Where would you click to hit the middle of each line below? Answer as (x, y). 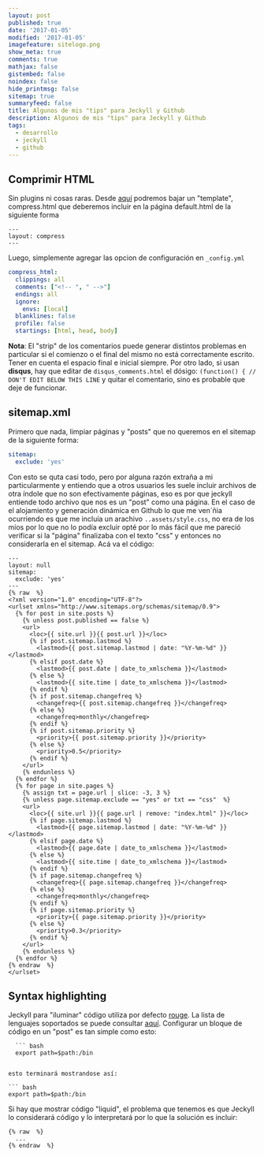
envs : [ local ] (45, 309)
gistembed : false (37, 74)
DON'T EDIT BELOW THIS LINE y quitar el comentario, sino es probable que (127, 380)
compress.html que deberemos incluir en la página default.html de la (119, 206)
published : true (35, 23)
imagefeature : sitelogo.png (54, 45)
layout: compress (37, 236)
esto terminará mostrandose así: (63, 1074)
